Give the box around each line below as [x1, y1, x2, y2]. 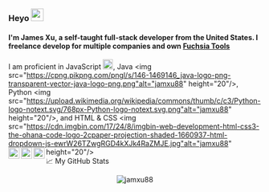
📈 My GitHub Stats [46, 157, 110, 166]
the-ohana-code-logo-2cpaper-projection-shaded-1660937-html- [8, 130, 228, 140]
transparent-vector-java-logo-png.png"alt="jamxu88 [8, 79, 184, 88]
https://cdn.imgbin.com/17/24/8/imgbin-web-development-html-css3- [26, 121, 259, 132]
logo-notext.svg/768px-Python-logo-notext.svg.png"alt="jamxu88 [8, 104, 229, 114]
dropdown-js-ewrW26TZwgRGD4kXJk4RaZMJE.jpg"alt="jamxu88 [8, 139, 229, 149]
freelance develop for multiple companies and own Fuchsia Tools [8, 41, 230, 51]
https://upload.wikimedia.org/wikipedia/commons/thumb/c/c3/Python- [26, 96, 261, 106]
